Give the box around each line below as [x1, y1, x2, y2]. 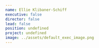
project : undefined [5, 30, 47, 35]
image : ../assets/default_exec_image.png [5, 35, 94, 40]
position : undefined [5, 26, 49, 31]
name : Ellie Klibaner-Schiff [5, 7, 67, 12]
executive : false [5, 12, 42, 17]
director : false [5, 16, 40, 21]
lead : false [5, 21, 30, 26]
